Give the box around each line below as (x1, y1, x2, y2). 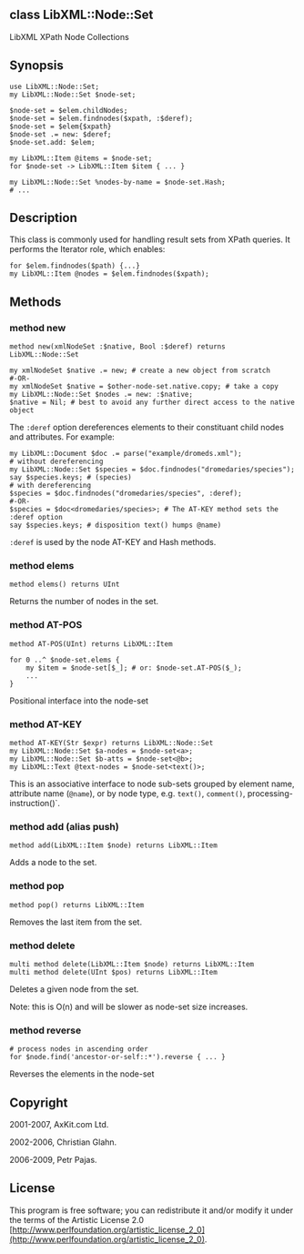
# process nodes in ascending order (9, 1045, 148, 1054)
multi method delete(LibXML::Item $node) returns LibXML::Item (9, 959, 255, 968)
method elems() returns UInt (9, 580, 120, 590)
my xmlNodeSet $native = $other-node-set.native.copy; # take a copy (9, 382, 279, 391)
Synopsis (9, 58, 64, 74)
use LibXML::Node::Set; (9, 82, 100, 91)
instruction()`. (9, 798, 61, 809)
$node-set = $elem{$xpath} (9, 122, 112, 131)
